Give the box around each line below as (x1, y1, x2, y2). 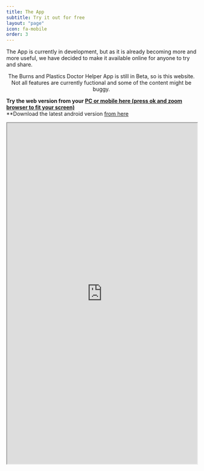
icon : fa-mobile (6, 25, 47, 32)
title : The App (6, 8, 45, 15)
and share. (6, 61, 33, 68)
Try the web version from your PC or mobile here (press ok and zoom (6, 98, 183, 105)
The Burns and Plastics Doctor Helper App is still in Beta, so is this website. (8, 73, 195, 80)
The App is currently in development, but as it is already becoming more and (6, 48, 197, 55)
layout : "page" (6, 20, 45, 26)
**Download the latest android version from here (6, 110, 129, 118)
